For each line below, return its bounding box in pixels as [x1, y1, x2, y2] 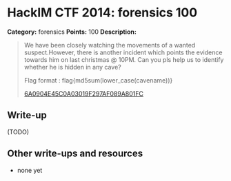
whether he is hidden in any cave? [23, 63, 122, 71]
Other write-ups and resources [7, 148, 143, 160]
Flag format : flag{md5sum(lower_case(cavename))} [23, 76, 173, 84]
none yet [17, 166, 43, 174]
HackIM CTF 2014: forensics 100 [7, 5, 198, 21]
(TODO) [7, 127, 30, 136]
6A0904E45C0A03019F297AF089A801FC [23, 89, 143, 98]
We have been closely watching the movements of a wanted [23, 41, 196, 49]
